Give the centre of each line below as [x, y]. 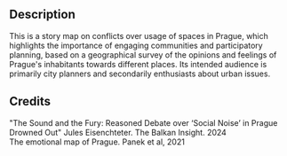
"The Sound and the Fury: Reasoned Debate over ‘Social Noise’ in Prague [143, 122]
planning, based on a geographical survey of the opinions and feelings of [143, 55]
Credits [30, 101]
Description [42, 15]
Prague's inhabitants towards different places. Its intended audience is [138, 64]
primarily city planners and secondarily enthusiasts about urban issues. [140, 74]
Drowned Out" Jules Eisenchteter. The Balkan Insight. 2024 [118, 132]
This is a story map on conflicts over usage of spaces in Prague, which [139, 35]
